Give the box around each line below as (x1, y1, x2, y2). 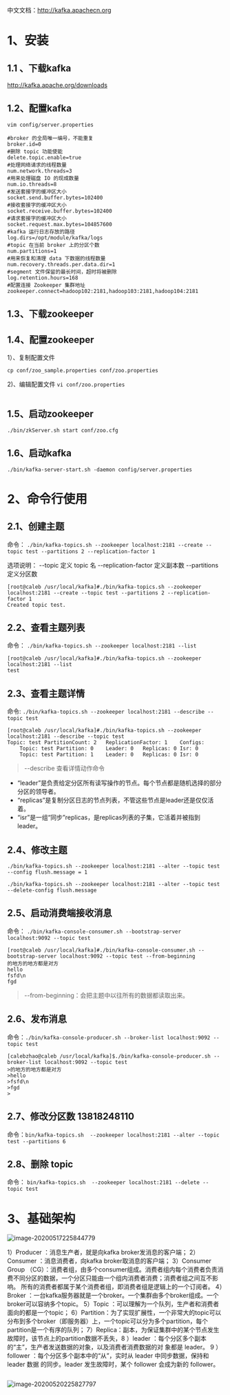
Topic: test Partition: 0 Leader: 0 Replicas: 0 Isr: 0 (19, 745, 198, 752)
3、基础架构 (7, 1211, 76, 1226)
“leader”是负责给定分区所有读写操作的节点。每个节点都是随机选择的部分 (17, 779, 222, 787)
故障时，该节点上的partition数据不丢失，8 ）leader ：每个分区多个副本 (7, 1334, 207, 1343)
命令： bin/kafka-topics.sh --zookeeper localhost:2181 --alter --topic (7, 1130, 220, 1138)
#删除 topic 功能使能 (7, 148, 63, 155)
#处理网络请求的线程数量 (7, 161, 67, 168)
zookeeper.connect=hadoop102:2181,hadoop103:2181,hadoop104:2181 (7, 288, 198, 294)
